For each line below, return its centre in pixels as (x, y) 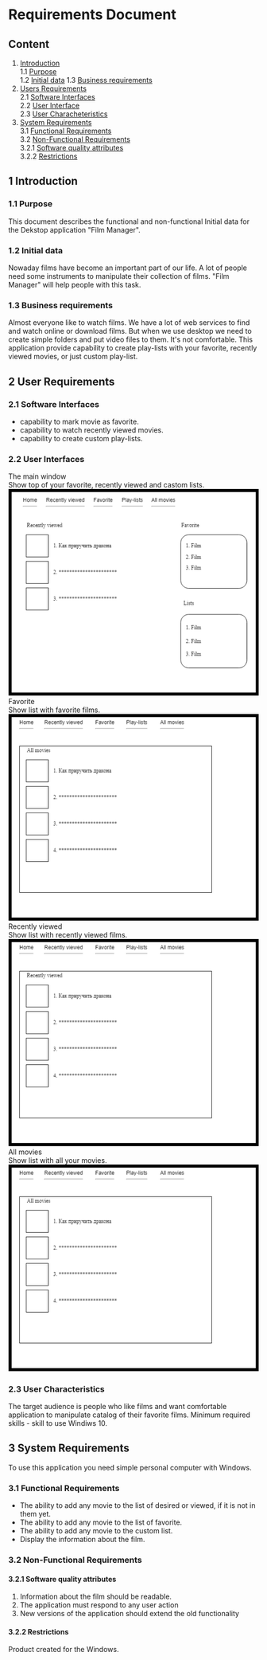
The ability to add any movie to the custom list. (96, 1531)
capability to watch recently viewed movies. (92, 430)
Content (29, 44)
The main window (37, 476)
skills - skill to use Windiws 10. (58, 1423)
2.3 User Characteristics (56, 1389)
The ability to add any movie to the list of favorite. (101, 1522)
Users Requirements (53, 88)
